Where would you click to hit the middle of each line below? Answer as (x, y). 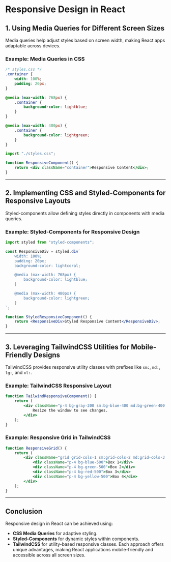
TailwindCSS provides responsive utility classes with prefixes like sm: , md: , (83, 367)
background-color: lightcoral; (48, 265)
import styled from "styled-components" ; (50, 243)
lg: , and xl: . (19, 372)
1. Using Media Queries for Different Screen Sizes (85, 28)
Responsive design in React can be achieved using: (59, 524)
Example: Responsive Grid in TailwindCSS (58, 437)
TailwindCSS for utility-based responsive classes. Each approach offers (88, 544)
